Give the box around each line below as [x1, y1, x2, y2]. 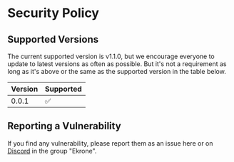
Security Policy [7, 5, 100, 21]
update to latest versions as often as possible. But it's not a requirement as [7, 60, 227, 68]
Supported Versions [7, 33, 98, 45]
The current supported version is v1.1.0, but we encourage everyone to [7, 52, 215, 60]
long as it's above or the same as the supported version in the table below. [7, 67, 226, 75]
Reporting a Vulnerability [7, 120, 121, 132]
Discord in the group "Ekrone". [7, 146, 97, 155]
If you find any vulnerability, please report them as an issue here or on [7, 139, 213, 147]
